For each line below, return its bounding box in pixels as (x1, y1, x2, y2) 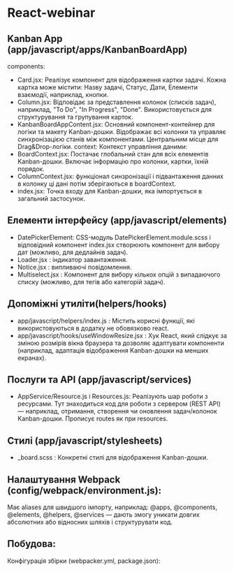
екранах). (17, 353, 47, 362)
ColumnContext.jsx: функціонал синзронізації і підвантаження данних (17, 173, 224, 180)
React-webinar (7, 5, 96, 21)
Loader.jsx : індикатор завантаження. (17, 255, 128, 263)
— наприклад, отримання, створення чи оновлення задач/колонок (17, 407, 218, 416)
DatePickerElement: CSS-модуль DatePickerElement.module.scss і (17, 233, 211, 242)
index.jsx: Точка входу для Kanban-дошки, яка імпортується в (17, 187, 203, 195)
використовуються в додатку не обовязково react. (17, 323, 169, 332)
